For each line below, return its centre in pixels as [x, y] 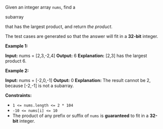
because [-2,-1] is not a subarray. [39, 85]
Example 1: [17, 46]
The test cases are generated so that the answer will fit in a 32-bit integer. [82, 36]
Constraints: [18, 95]
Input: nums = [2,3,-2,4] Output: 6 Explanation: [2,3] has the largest [76, 55]
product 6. [16, 61]
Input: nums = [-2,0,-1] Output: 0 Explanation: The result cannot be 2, [78, 80]
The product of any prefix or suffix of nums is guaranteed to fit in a [80, 115]
